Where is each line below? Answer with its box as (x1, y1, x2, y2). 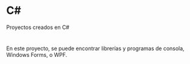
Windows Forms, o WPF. (6, 51, 68, 59)
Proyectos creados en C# (6, 24, 69, 31)
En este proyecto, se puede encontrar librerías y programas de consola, (6, 45, 185, 52)
